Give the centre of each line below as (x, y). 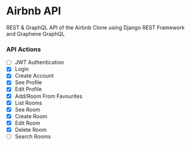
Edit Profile (28, 89)
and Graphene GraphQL (36, 33)
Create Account (34, 76)
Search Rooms (33, 136)
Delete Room (30, 129)
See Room (27, 109)
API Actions (24, 49)
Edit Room (27, 123)
